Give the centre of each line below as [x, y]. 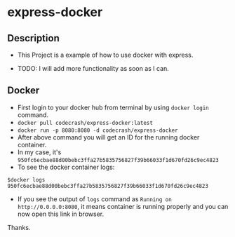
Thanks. [19, 227]
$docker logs [26, 180]
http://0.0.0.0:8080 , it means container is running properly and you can [123, 206]
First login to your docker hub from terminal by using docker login [113, 107]
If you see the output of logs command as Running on [94, 199]
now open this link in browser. [60, 214]
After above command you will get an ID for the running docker [108, 137]
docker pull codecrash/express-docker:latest [85, 123]
